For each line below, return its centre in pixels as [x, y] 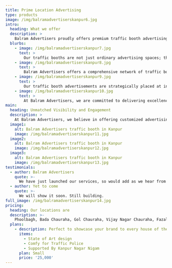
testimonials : [20, 167]
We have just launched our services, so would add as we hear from [92, 182]
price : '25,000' [36, 258]
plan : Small [31, 253]
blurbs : [18, 44]
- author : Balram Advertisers [42, 172]
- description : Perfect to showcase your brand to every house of [87, 229]
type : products [21, 15]
